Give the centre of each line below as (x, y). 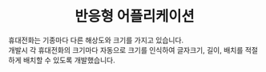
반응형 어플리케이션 (135, 16)
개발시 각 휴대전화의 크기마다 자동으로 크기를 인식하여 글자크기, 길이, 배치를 (126, 50)
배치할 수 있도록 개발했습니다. (69, 60)
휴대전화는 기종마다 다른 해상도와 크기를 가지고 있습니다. (96, 40)
